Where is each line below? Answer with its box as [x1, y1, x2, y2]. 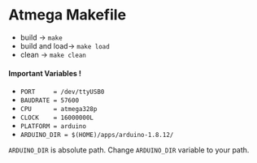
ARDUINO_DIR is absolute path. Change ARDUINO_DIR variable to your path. [8, 145, 250, 155]
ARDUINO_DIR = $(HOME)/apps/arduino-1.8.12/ [20, 131, 174, 139]
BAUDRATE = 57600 [20, 97, 80, 105]
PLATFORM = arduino [20, 122, 87, 131]
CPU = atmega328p [20, 105, 98, 114]
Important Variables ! [8, 68, 81, 78]
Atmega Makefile [8, 6, 127, 24]
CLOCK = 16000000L [20, 114, 94, 122]
